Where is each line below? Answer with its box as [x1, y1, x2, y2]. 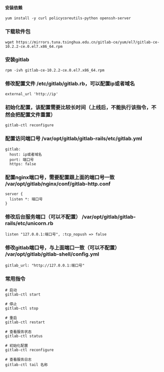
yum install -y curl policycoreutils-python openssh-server [5, 16, 131, 21]
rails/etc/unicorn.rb [5, 220, 53, 226]
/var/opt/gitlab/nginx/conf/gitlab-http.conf [5, 180, 111, 187]
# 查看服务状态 [5, 329, 32, 334]
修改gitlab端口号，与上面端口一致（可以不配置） [5, 244, 120, 251]
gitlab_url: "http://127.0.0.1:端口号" [5, 263, 85, 268]
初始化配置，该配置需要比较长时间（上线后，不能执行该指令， [5, 104, 152, 111]
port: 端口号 [9, 157, 34, 162]
